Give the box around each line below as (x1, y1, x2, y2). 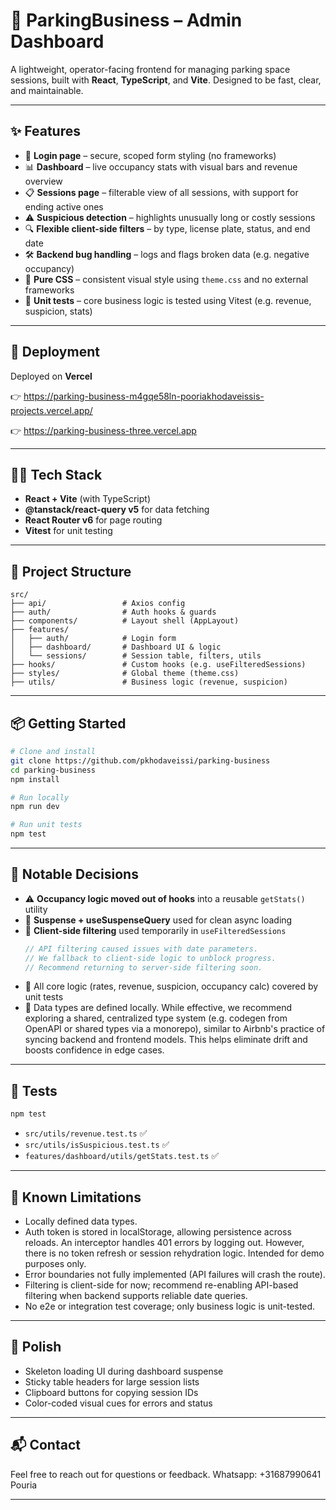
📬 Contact (10, 1437, 81, 1454)
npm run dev (10, 802, 60, 812)
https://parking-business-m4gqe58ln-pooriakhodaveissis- (23, 390, 265, 402)
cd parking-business (10, 765, 97, 775)
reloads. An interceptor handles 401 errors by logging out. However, (24, 1236, 305, 1248)
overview (24, 175, 63, 187)
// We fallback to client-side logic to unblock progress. (24, 953, 277, 963)
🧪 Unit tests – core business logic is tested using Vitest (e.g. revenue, (24, 294, 312, 306)
